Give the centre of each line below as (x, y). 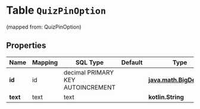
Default (132, 62)
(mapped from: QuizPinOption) (44, 27)
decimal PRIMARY (89, 72)
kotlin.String (166, 97)
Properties (26, 46)
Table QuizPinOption (56, 10)
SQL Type (90, 62)
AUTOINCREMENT (90, 87)
